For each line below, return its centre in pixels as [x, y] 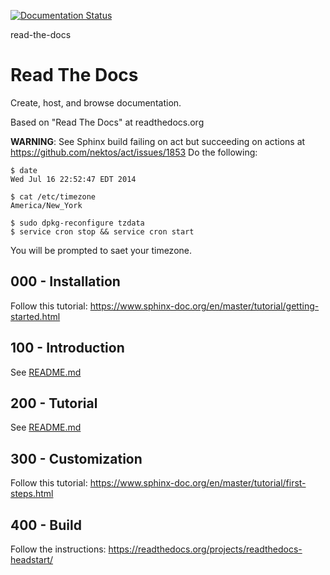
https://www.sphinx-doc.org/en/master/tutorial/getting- [204, 306]
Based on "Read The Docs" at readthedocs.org [107, 122]
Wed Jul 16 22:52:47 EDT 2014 [73, 179]
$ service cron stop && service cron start [102, 231]
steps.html [32, 494]
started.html [35, 316]
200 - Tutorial [54, 403]
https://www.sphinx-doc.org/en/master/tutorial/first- [198, 483]
